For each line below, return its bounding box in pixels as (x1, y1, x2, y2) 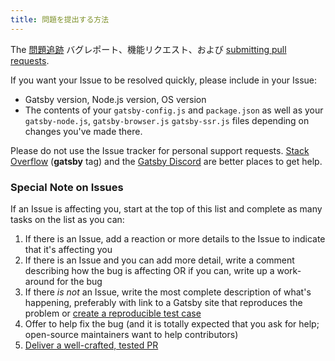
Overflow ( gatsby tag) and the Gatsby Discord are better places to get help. (10, 155, 323, 167)
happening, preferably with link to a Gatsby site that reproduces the (24, 296, 303, 308)
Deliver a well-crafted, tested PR (24, 339, 159, 351)
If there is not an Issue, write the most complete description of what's (24, 286, 312, 298)
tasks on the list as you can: (10, 213, 125, 225)
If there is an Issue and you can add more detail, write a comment (24, 254, 295, 266)
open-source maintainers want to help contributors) (24, 328, 239, 340)
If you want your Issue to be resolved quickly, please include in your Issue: (10, 74, 318, 86)
